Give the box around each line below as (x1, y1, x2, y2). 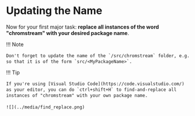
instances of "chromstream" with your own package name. (6, 92, 148, 99)
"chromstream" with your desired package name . (6, 29, 129, 36)
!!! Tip (6, 69, 20, 76)
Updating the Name (6, 4, 102, 17)
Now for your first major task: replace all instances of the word (6, 23, 159, 30)
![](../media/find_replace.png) (6, 104, 85, 110)
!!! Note (6, 41, 24, 48)
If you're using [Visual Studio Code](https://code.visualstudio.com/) (6, 80, 184, 87)
